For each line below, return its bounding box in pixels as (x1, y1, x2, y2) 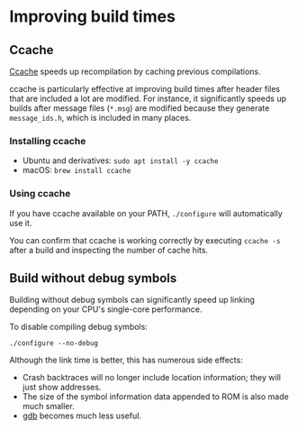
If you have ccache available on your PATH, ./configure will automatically (9, 207, 284, 218)
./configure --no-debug (9, 339, 99, 348)
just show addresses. (22, 381, 102, 393)
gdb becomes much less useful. (22, 410, 142, 421)
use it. (9, 217, 32, 228)
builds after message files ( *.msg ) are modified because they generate (9, 103, 270, 114)
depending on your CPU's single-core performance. (9, 304, 203, 315)
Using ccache (9, 188, 71, 200)
